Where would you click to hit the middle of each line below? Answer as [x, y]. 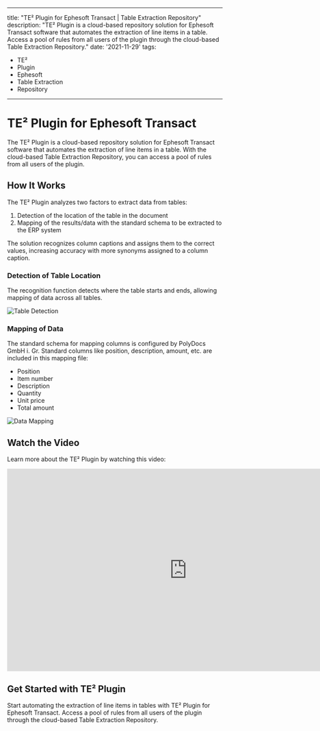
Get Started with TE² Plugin [66, 689]
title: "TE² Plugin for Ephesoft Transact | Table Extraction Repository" [104, 17]
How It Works [37, 186]
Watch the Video [43, 443]
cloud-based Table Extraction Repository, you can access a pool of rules [109, 157]
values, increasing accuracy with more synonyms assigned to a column [108, 250]
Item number [35, 379]
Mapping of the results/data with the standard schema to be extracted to [119, 223]
